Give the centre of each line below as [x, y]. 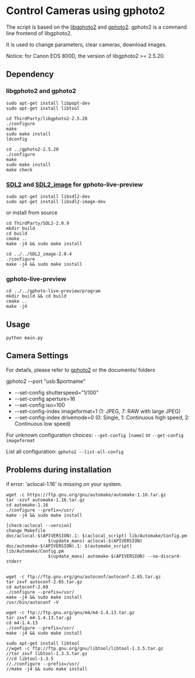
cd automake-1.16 [27, 505]
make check [19, 170]
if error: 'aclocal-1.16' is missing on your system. [64, 484]
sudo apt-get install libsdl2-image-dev [56, 201]
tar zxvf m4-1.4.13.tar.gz [39, 618]
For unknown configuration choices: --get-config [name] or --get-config [95, 435]
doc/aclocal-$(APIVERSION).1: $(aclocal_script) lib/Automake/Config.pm [97, 536]
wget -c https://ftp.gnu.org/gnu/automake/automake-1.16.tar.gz [86, 495]
